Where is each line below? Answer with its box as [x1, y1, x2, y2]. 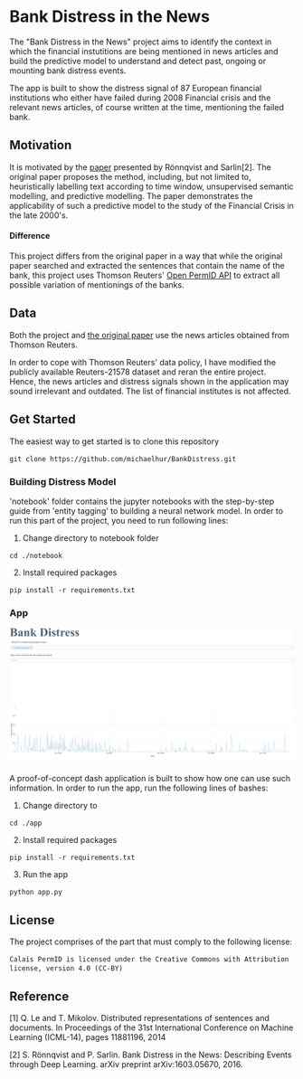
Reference [9, 989, 70, 1004]
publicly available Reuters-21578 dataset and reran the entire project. [9, 366, 267, 377]
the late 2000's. [9, 210, 69, 221]
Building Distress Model [9, 475, 117, 487]
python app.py [9, 888, 63, 897]
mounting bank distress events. [9, 65, 127, 76]
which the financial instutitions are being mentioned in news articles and [9, 45, 279, 56]
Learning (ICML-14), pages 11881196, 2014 [9, 1031, 166, 1042]
